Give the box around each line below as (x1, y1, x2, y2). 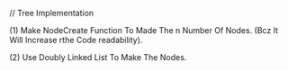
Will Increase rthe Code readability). (9, 35, 143, 45)
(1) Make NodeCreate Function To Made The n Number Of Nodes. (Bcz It (9, 25, 279, 35)
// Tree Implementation (9, 8, 94, 18)
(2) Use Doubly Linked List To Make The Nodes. (9, 52, 187, 62)
